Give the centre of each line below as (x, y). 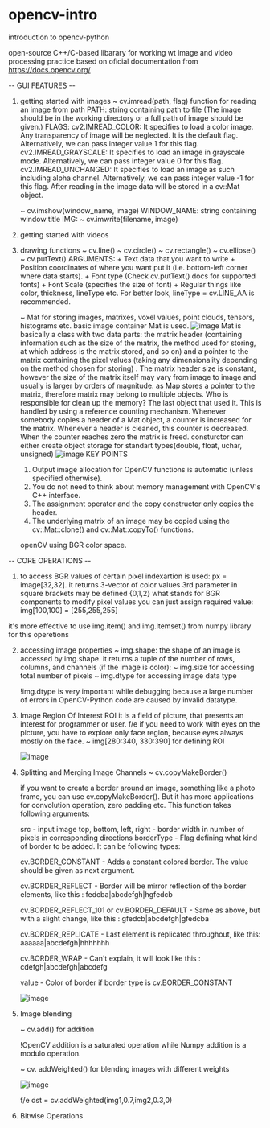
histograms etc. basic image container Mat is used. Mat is (131, 325)
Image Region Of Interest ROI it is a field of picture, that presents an (132, 715)
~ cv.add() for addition (57, 1029)
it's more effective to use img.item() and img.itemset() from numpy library (130, 626)
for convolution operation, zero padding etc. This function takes (125, 805)
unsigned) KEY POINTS (74, 454)
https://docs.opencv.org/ (49, 69)
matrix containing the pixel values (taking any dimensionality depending (139, 360)
